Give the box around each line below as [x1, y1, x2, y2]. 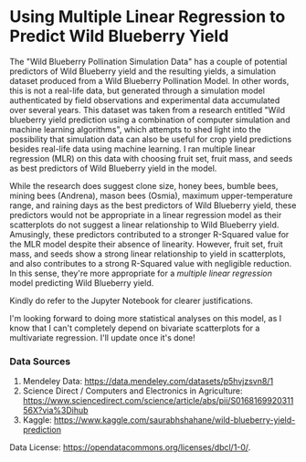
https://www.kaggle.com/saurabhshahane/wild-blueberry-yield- [53, 415, 296, 425]
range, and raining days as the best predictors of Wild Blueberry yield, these [9, 199, 297, 211]
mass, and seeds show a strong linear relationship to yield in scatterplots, [9, 248, 286, 259]
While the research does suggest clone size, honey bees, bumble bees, [9, 180, 279, 191]
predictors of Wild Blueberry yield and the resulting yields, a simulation [9, 66, 277, 77]
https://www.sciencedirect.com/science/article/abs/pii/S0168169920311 [22, 395, 294, 406]
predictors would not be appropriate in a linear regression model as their [9, 209, 282, 220]
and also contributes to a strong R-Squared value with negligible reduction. [9, 257, 292, 268]
